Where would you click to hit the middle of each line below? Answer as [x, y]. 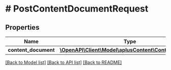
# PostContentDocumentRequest [77, 9]
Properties [22, 27]
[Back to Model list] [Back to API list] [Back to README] [64, 62]
